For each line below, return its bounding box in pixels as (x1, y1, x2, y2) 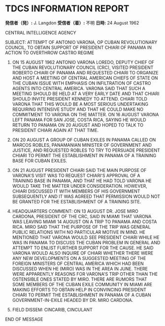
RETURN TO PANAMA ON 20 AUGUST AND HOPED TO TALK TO (12, 122, 144, 128)
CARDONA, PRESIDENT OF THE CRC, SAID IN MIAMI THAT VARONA (12, 213, 152, 219)
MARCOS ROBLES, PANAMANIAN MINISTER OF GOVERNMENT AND (12, 142, 152, 148)
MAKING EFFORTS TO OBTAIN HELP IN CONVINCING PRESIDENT (12, 287, 147, 293)
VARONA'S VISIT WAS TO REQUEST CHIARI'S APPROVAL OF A (12, 172, 140, 178)
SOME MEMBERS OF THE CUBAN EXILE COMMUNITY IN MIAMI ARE (12, 281, 153, 287)
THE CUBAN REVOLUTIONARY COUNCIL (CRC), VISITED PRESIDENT (12, 65, 154, 70)
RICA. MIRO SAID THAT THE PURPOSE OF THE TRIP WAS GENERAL (12, 224, 151, 229)
